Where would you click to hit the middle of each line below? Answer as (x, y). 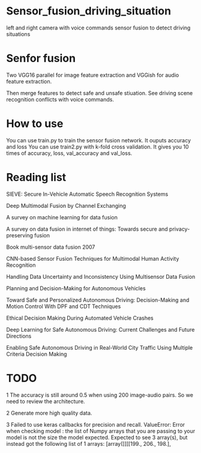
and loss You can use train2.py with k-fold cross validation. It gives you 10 (97, 147)
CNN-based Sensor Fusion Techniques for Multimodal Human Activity (93, 258)
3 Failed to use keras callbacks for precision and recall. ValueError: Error (96, 424)
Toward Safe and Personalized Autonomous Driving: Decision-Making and (98, 300)
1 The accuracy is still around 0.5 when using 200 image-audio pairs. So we (100, 395)
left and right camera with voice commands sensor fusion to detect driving (98, 28)
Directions (19, 336)
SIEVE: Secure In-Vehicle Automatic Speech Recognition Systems (87, 194)
